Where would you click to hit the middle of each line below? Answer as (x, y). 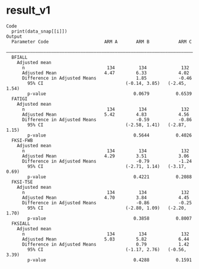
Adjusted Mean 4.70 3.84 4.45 (105, 197)
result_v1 (28, 10)
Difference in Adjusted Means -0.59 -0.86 (107, 119)
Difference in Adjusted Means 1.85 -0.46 (107, 78)
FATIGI (20, 99)
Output (14, 36)
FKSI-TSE (22, 182)
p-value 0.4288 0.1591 (110, 260)
